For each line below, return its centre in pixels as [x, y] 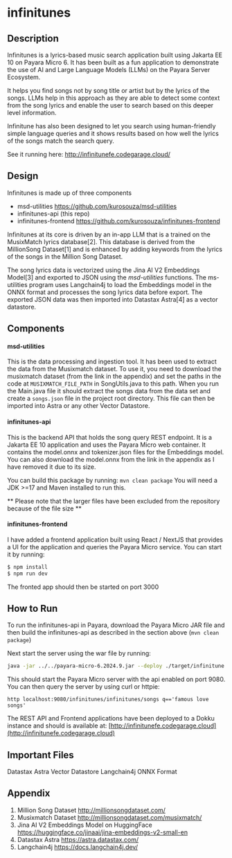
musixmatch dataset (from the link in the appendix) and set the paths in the [114, 377]
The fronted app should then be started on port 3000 [83, 587]
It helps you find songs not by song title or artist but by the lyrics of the [108, 91]
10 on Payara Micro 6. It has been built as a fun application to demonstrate [113, 62]
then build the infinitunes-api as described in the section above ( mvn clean [113, 633]
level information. [32, 113]
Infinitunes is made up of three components [70, 193]
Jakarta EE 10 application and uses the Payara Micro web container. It [107, 445]
